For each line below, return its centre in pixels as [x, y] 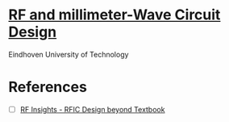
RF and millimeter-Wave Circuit [114, 15]
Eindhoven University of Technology [69, 54]
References [48, 87]
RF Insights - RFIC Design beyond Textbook [92, 109]
